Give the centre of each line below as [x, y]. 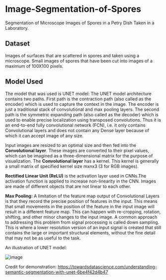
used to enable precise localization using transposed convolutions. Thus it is [83, 120]
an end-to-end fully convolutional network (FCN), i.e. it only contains [75, 125]
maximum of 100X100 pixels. [34, 66]
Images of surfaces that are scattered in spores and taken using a [72, 55]
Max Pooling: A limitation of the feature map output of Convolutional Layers [82, 196]
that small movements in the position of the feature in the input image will [80, 206]
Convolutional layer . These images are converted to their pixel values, [77, 150]
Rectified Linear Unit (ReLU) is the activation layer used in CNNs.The [76, 176]
